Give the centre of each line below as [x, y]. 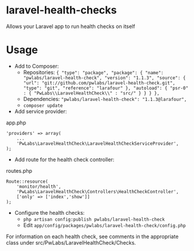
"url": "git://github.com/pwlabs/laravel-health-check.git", [99, 83]
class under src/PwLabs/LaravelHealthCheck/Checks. [71, 242]
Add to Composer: [37, 66]
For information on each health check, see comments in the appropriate [92, 236]
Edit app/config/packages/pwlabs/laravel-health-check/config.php [104, 225]
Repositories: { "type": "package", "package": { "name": [93, 72]
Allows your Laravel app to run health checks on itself [71, 26]
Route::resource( [27, 182]
